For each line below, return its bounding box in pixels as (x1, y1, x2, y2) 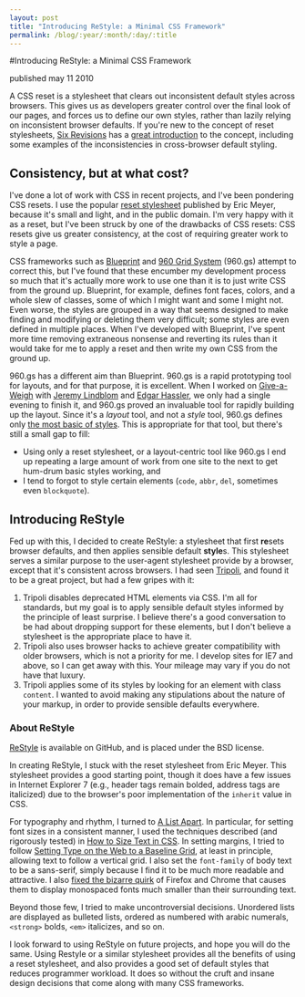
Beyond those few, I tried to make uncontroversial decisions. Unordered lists (9, 902, 296, 913)
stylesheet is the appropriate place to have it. (22, 631, 193, 641)
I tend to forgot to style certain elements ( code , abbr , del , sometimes (22, 475, 279, 486)
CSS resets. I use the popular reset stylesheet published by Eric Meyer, (9, 200, 276, 211)
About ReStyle (9, 722, 76, 734)
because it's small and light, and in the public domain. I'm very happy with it (9, 209, 294, 220)
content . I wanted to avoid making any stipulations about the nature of (22, 690, 286, 700)
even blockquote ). (22, 485, 90, 496)
